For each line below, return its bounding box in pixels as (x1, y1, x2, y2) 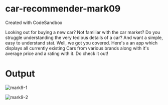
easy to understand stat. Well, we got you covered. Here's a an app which (5, 39, 158, 45)
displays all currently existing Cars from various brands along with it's (5, 45, 149, 51)
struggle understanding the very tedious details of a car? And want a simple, (5, 34, 163, 40)
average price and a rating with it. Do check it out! (5, 50, 109, 56)
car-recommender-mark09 (5, 3, 121, 14)
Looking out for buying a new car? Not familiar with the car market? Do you (5, 29, 160, 35)
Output (5, 68, 35, 79)
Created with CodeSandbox (5, 19, 63, 25)
